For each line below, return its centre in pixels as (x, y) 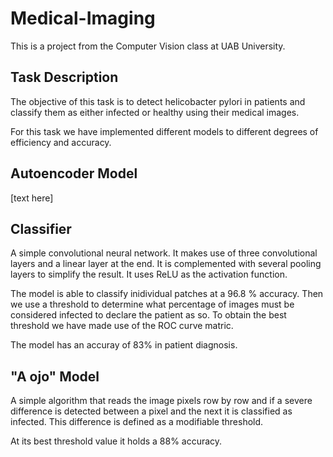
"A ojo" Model (55, 376)
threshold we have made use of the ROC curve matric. (122, 326)
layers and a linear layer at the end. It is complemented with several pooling (166, 264)
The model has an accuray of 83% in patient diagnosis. (124, 345)
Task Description (64, 77)
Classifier (41, 228)
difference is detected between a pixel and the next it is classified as (151, 411)
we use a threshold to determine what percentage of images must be (152, 304)
